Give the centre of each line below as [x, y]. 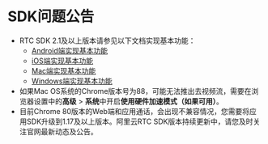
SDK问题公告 [51, 17]
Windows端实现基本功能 [72, 81]
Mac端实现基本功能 [64, 70]
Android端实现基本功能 [70, 50]
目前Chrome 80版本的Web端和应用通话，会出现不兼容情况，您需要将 [134, 111]
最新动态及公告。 [69, 131]
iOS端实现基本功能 [62, 61]
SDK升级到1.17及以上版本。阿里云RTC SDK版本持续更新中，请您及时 [140, 121]
